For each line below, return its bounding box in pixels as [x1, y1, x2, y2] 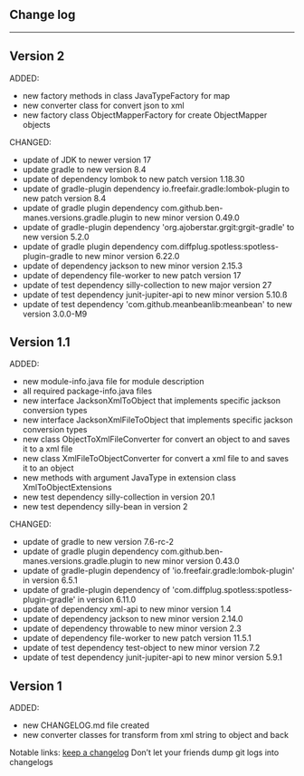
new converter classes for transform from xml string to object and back [22, 730, 290, 741]
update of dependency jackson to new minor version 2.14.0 [22, 614, 243, 625]
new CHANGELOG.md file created [22, 720, 149, 731]
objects [22, 119, 52, 130]
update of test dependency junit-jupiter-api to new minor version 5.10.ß [22, 289, 288, 300]
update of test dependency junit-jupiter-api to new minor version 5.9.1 [22, 652, 283, 663]
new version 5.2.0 [22, 231, 90, 242]
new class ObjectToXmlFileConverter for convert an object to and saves [22, 434, 290, 445]
